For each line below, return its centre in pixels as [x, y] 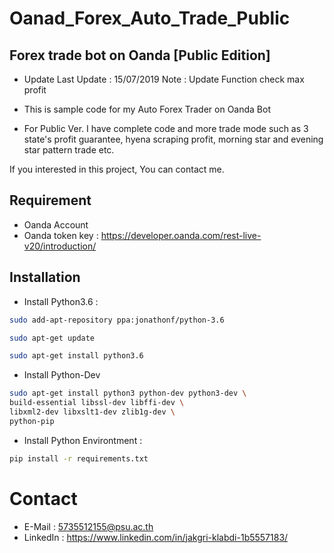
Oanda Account [56, 224]
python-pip [32, 421]
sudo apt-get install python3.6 [76, 356]
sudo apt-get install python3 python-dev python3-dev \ [128, 393]
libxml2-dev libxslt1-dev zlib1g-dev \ [92, 412]
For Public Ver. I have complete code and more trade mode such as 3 [166, 128]
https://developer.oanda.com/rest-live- [181, 235]
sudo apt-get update [52, 338]
